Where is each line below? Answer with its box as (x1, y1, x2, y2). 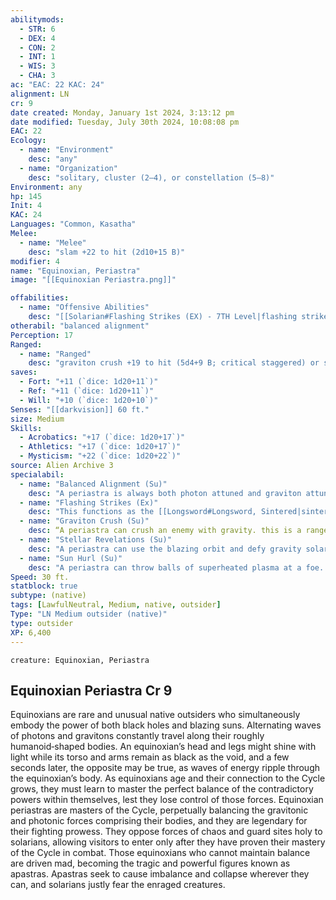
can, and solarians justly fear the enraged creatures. (10, 879, 226, 891)
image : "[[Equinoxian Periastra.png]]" (10, 275, 177, 285)
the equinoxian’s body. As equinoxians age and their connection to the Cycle (10, 772, 326, 785)
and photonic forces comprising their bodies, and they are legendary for (10, 815, 308, 827)
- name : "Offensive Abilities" (19, 302, 150, 313)
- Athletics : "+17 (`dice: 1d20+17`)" (19, 442, 182, 452)
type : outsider (10, 618, 74, 628)
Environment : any (10, 182, 83, 192)
